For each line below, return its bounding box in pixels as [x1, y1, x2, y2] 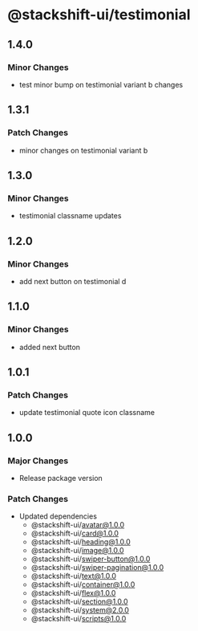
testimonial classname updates [18, 211, 122, 221]
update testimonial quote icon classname [18, 408, 156, 417]
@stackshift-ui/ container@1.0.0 [30, 580, 135, 589]
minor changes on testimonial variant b [18, 145, 148, 155]
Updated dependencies [18, 511, 98, 521]
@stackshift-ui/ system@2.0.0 [30, 605, 130, 615]
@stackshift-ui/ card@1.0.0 [30, 528, 119, 539]
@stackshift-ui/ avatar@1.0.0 [30, 520, 125, 530]
